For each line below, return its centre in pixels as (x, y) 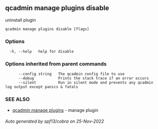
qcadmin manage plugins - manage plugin (55, 110)
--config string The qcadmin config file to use (71, 74)
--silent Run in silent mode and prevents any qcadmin (86, 83)
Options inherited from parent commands (56, 64)
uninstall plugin (20, 20)
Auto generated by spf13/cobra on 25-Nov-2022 (55, 121)
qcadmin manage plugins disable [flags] (47, 29)
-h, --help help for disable (42, 52)
